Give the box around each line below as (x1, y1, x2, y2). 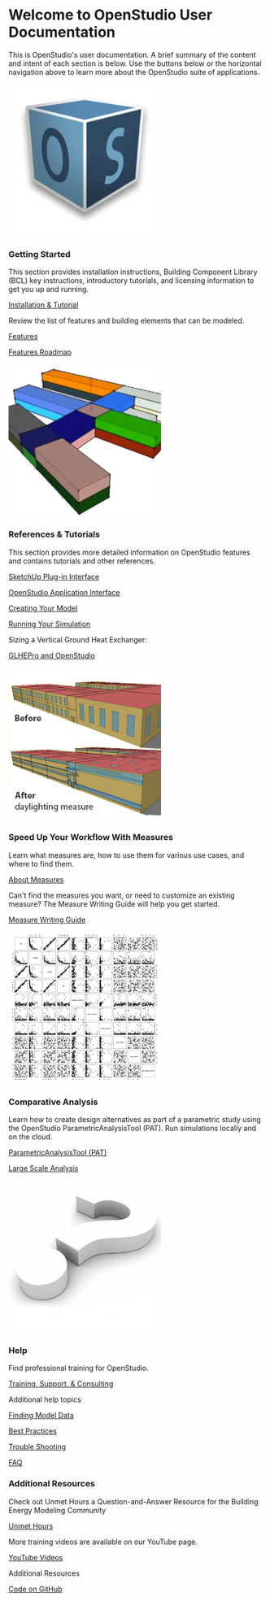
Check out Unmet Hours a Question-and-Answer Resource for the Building (8, 1496, 259, 1506)
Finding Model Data (8, 1411, 75, 1420)
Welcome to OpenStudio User (8, 6, 213, 24)
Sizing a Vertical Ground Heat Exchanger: (8, 634, 148, 644)
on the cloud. (8, 1132, 53, 1142)
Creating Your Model (8, 603, 78, 613)
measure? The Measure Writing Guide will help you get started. (8, 898, 220, 908)
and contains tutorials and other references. (8, 555, 156, 566)
